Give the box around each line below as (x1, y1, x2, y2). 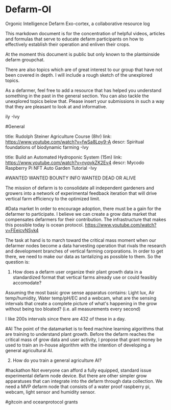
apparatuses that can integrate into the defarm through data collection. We (5, 378, 162, 384)
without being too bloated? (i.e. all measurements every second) (5, 306, 141, 312)
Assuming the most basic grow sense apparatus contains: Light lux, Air (5, 289, 155, 295)
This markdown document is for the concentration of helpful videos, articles (5, 30, 165, 36)
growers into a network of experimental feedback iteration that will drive (5, 190, 157, 196)
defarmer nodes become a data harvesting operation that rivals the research (5, 242, 166, 248)
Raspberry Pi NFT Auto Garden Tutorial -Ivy (5, 165, 97, 171)
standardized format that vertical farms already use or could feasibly (12, 274, 157, 280)
